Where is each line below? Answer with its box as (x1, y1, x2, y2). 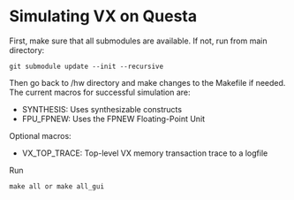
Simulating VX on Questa (9, 6, 197, 27)
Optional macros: (9, 130, 72, 141)
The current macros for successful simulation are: (9, 87, 192, 97)
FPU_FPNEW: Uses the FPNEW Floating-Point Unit (21, 113, 206, 124)
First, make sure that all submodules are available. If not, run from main (9, 35, 268, 46)
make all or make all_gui (9, 181, 104, 191)
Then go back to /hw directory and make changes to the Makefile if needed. (9, 77, 286, 88)
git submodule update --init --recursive (9, 62, 164, 71)
